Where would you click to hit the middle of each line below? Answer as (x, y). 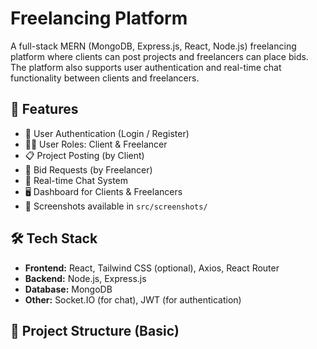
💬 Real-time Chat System (76, 180)
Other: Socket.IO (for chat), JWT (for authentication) (133, 299)
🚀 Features (44, 109)
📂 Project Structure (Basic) (95, 330)
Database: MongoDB (68, 289)
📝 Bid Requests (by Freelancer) (88, 169)
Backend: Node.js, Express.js (85, 278)
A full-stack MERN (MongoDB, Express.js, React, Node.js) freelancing (153, 46)
